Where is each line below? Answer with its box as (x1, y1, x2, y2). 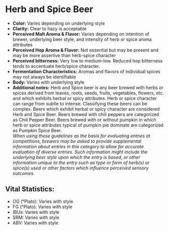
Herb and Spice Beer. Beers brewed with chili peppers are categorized (12, 111, 159, 117)
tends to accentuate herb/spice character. (12, 63, 100, 69)
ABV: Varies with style (12, 219, 59, 225)
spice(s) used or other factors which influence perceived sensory (12, 165, 149, 171)
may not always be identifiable (12, 74, 76, 80)
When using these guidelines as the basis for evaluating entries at (12, 133, 150, 139)
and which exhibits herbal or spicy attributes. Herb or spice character (12, 95, 157, 101)
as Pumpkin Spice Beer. (12, 127, 62, 133)
